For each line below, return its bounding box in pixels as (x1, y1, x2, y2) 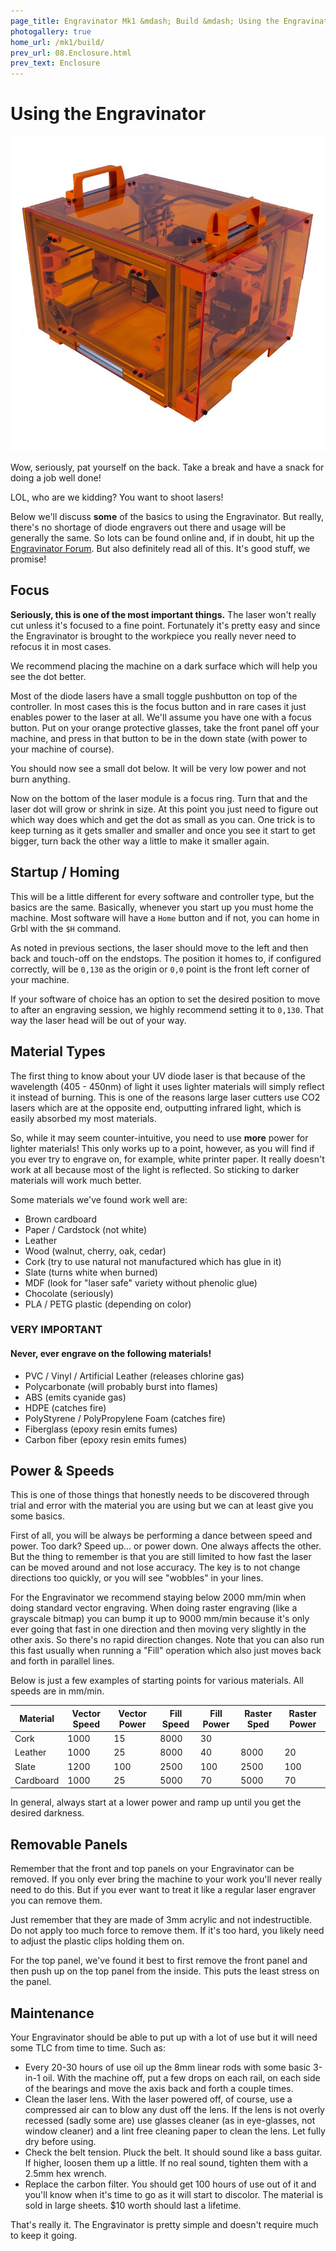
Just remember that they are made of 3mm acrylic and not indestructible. (10, 1914, 313, 1926)
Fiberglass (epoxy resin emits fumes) (24, 1423, 178, 1435)
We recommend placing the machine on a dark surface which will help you (10, 660, 318, 672)
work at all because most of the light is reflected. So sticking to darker (10, 1163, 300, 1175)
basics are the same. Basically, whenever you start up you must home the (10, 901, 314, 913)
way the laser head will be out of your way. (10, 1014, 187, 1026)
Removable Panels (10, 1836, 128, 1853)
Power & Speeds (10, 1463, 115, 1480)
